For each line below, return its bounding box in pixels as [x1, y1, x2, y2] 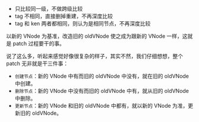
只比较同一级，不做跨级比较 [14, 5, 83, 12]
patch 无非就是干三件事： [6, 60, 69, 67]
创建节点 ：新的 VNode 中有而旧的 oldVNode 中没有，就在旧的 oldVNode [14, 73, 189, 79]
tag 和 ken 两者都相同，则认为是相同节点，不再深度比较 [14, 20, 151, 27]
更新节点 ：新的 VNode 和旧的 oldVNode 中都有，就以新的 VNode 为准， [14, 102, 188, 109]
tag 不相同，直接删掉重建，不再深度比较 [14, 12, 113, 20]
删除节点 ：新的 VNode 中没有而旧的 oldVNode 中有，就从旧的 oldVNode [14, 88, 189, 94]
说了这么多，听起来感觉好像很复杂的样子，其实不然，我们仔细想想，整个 [6, 53, 183, 59]
